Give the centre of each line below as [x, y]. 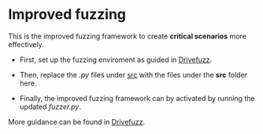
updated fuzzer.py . [50, 107]
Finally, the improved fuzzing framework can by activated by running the [137, 98]
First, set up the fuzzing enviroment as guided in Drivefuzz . [116, 60]
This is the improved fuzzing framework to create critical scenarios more [127, 36]
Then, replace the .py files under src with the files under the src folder [133, 74]
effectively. [26, 44]
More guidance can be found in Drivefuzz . [77, 121]
